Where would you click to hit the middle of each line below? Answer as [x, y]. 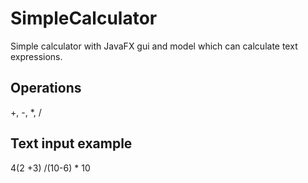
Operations [46, 88]
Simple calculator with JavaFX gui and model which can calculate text [154, 46]
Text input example [71, 143]
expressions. [36, 56]
